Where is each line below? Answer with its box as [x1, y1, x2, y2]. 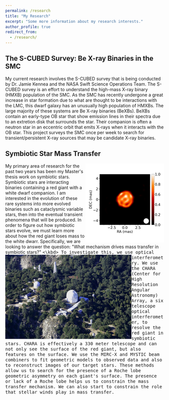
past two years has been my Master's [5, 168, 83, 174]
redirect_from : [5, 29, 37, 35]
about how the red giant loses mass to [5, 233, 85, 239]
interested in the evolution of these [5, 195, 78, 201]
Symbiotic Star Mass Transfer [5, 149, 101, 158]
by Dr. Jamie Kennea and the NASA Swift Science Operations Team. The [5, 81, 156, 87]
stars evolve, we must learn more [5, 227, 75, 233]
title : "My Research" [5, 13, 51, 19]
